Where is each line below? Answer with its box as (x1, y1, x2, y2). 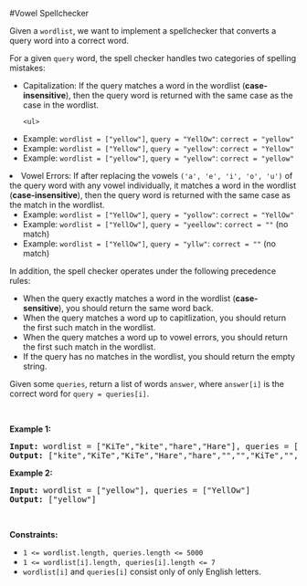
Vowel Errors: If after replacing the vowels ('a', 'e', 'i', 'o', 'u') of (21, 171, 293, 181)
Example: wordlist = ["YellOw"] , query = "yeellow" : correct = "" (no (22, 219, 289, 229)
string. (22, 361, 48, 371)
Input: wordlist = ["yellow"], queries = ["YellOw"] (9, 486, 251, 496)
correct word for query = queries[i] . (9, 388, 150, 399)
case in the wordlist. (22, 99, 99, 110)
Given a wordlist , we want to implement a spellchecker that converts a (9, 26, 277, 36)
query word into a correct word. (9, 36, 130, 46)
